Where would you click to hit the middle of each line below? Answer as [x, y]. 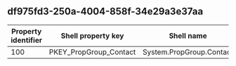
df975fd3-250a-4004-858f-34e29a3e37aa [105, 12]
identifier [26, 40]
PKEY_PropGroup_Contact [92, 52]
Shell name [188, 36]
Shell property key [92, 36]
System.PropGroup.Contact [188, 52]
